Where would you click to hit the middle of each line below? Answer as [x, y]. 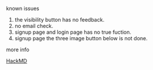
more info [18, 50]
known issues [23, 8]
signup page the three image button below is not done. [81, 38]
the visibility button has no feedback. [59, 20]
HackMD [17, 61]
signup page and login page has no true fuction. [73, 32]
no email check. [34, 26]
